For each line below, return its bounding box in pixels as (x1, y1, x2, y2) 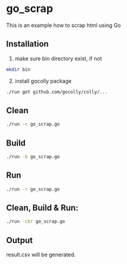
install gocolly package (14, 77, 72, 84)
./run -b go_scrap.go (6, 154, 60, 160)
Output (6, 235, 33, 245)
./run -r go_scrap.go (6, 186, 60, 192)
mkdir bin (6, 66, 31, 72)
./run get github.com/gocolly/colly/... (6, 89, 109, 95)
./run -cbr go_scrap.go (6, 219, 66, 224)
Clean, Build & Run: (6, 202, 79, 213)
